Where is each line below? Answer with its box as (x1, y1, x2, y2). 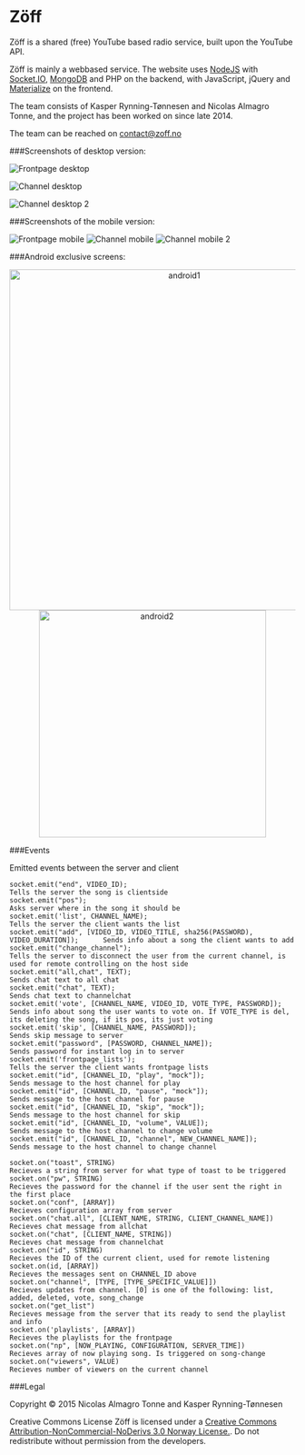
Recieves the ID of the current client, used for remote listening (9, 1253, 271, 1262)
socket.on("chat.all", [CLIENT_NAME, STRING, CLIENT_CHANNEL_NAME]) (9, 1213, 274, 1223)
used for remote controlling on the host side (9, 959, 189, 969)
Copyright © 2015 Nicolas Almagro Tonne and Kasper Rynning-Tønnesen (9, 1398, 283, 1410)
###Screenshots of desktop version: (9, 145, 147, 156)
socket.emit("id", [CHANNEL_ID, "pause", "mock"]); (9, 1086, 209, 1096)
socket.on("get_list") (9, 1301, 95, 1310)
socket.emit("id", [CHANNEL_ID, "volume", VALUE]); (9, 1118, 209, 1128)
